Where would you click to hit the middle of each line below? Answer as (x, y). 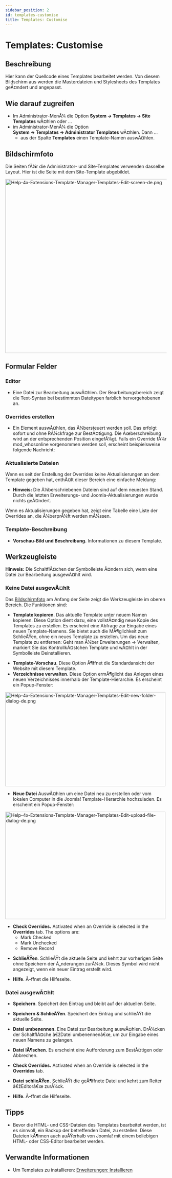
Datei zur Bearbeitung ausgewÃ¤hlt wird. (49, 575)
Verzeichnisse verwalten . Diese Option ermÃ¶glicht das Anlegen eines (88, 674)
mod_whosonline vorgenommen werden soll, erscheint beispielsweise (87, 444)
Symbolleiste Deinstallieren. (42, 653)
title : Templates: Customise (36, 20)
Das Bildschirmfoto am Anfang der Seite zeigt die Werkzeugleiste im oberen (85, 599)
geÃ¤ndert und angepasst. (34, 87)
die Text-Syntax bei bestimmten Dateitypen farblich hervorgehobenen (87, 398)
